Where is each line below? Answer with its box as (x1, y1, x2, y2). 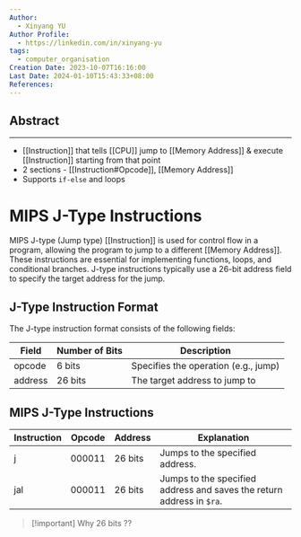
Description (180, 345, 231, 357)
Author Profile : (9, 30, 70, 39)
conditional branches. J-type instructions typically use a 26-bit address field (9, 264, 292, 275)
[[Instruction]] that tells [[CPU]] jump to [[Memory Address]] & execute (21, 145, 284, 156)
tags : (9, 47, 30, 56)
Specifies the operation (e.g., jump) (131, 360, 280, 373)
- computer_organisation (17, 55, 110, 64)
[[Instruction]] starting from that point (21, 154, 161, 166)
